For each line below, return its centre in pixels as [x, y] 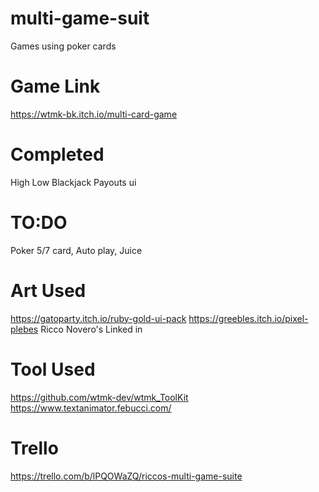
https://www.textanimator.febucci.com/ [91, 408]
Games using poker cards [63, 46]
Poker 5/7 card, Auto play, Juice [76, 250]
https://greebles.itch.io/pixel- [248, 318]
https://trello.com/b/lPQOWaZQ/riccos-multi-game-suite [126, 476]
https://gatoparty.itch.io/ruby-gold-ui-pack [98, 318]
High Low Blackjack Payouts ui [73, 182]
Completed [57, 154]
